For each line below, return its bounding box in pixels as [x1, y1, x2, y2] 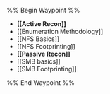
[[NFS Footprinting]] [16, 42, 75, 50]
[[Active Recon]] [16, 20, 66, 28]
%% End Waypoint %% [6, 78, 75, 87]
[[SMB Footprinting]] [16, 65, 77, 73]
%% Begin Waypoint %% [6, 6, 80, 14]
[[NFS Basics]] [16, 35, 60, 43]
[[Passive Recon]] [16, 49, 71, 58]
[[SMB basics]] [16, 57, 61, 66]
